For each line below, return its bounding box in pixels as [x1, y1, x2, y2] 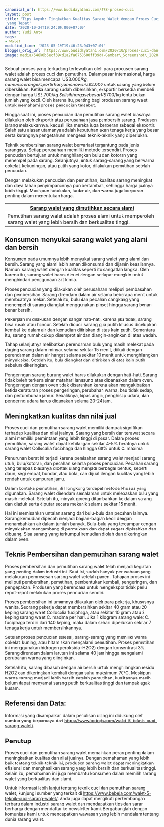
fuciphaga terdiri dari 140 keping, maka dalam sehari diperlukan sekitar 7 [5, 619, 152, 625]
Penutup [5, 737, 32, 745]
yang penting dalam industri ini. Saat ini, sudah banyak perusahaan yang [5, 569, 151, 574]
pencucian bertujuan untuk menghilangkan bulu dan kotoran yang [5, 152, 138, 158]
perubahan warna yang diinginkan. [5, 655, 75, 661]
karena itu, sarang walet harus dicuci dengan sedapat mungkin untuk [5, 272, 144, 277]
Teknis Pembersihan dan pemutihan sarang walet [5, 551, 159, 559]
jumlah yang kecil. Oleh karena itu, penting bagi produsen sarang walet [5, 97, 148, 103]
